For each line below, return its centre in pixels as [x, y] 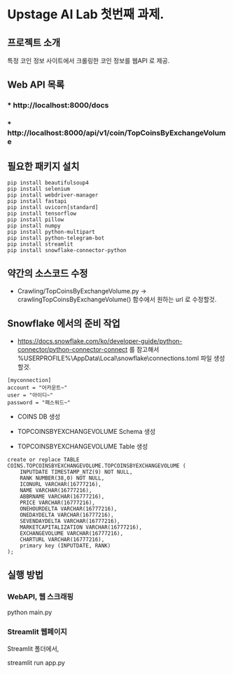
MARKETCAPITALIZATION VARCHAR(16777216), [81, 527]
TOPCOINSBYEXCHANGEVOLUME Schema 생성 [86, 431]
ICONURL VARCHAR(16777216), [61, 484]
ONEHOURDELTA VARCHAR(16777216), [69, 509]
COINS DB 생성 [39, 416]
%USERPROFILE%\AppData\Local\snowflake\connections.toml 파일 [114, 358]
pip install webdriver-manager [53, 195]
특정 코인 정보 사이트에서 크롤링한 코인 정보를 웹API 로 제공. [89, 61]
